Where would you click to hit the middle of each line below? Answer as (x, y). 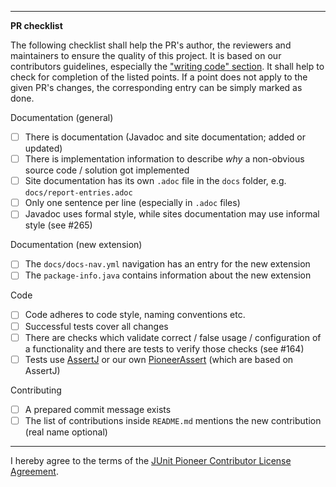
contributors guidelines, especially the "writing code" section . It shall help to (167, 66)
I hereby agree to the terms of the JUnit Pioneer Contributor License (151, 460)
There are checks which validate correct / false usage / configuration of (173, 337)
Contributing (36, 390)
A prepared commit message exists (98, 409)
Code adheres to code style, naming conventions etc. (135, 315)
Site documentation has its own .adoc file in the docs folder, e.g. (155, 181)
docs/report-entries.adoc (78, 193)
